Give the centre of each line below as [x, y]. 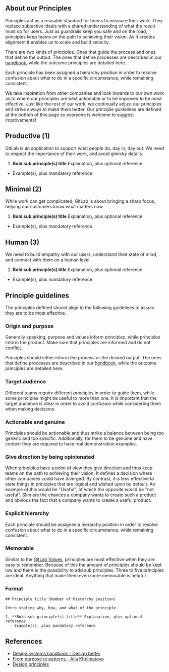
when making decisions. [31, 409]
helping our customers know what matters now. [55, 207]
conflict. [14, 348]
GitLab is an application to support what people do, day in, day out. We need [85, 148]
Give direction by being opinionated [50, 457]
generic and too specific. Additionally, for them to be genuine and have [79, 438]
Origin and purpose [30, 326]
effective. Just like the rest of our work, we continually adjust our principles [83, 104]
